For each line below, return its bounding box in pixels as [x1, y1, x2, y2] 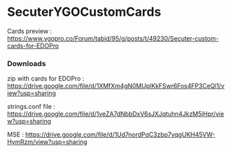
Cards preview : [7, 27, 52, 35]
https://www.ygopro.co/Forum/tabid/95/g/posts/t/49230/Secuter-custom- [7, 34, 219, 42]
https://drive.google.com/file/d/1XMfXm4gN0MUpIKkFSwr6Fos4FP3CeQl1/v [7, 82, 225, 90]
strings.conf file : [7, 103, 55, 111]
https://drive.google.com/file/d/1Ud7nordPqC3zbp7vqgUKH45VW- [25, 130, 215, 139]
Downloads [7, 59, 46, 68]
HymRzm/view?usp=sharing [7, 138, 88, 146]
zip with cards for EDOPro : [7, 74, 85, 83]
